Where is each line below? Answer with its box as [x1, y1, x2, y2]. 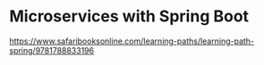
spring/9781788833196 [9, 45, 95, 55]
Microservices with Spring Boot [9, 6, 249, 27]
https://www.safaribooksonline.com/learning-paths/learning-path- [9, 36, 255, 46]
